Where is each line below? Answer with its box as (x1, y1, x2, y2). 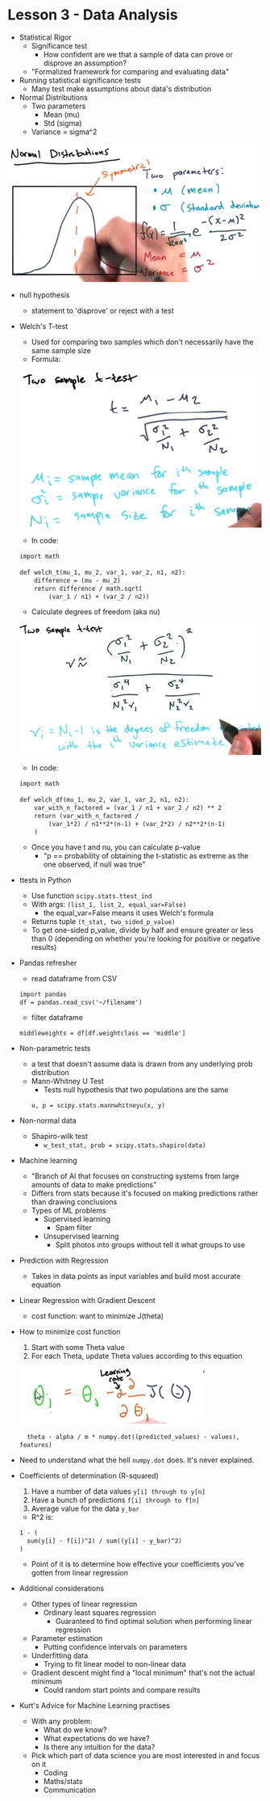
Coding (43, 1768, 68, 1778)
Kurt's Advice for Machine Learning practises (19, 1700, 170, 1710)
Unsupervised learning (43, 1231, 119, 1241)
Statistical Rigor (19, 32, 72, 42)
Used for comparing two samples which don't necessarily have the (31, 337, 254, 347)
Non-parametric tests (19, 1043, 91, 1052)
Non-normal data (19, 1116, 77, 1125)
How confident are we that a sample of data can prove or (43, 49, 233, 59)
